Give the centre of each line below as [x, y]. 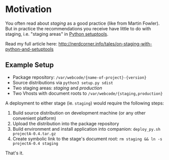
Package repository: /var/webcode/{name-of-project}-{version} [79, 77]
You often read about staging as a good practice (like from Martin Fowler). [82, 23]
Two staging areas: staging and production [57, 88]
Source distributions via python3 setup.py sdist [63, 82]
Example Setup [30, 65]
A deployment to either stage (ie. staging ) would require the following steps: [85, 103]
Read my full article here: [31, 43]
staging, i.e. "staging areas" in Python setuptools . [57, 34]
